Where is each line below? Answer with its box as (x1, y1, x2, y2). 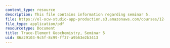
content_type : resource (5, 7, 56, 12)
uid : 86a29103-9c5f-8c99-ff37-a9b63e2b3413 (5, 35, 99, 40)
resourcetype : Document (5, 26, 56, 31)
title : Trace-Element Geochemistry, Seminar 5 (5, 30, 105, 35)
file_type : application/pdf (5, 21, 65, 26)
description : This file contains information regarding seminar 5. (5, 12, 151, 17)
